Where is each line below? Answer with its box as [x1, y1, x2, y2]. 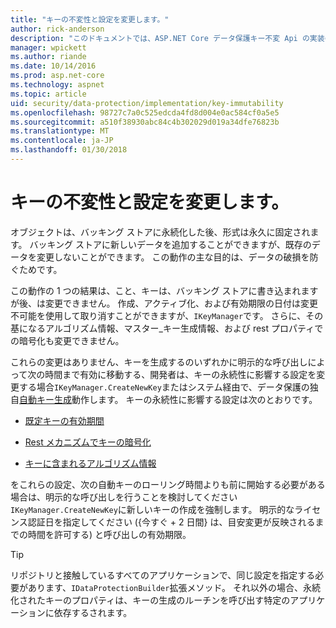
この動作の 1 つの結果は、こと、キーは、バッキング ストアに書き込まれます [10, 284, 319, 296]
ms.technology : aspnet [10, 80, 105, 90]
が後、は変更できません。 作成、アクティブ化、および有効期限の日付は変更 [10, 297, 318, 309]
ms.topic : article [10, 89, 87, 99]
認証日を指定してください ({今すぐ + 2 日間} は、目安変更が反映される [27, 516, 316, 528]
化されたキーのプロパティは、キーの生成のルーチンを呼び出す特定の [10, 594, 291, 606]
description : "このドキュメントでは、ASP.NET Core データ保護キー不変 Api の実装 [10, 33, 325, 43]
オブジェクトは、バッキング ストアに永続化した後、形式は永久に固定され [10, 226, 311, 238]
